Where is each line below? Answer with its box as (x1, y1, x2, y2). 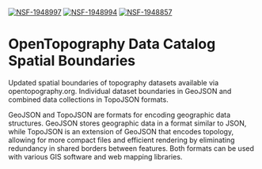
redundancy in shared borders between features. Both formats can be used (8, 143, 255, 153)
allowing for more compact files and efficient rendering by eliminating (8, 135, 235, 145)
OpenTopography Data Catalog (8, 36, 216, 53)
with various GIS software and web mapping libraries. (8, 152, 183, 161)
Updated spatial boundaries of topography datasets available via (8, 77, 219, 87)
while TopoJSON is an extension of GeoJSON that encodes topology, (8, 126, 234, 136)
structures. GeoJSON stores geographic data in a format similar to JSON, (8, 118, 247, 128)
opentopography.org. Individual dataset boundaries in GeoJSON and (8, 86, 232, 96)
